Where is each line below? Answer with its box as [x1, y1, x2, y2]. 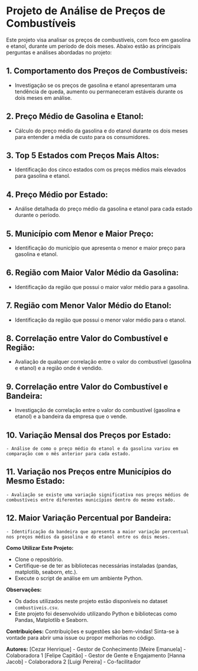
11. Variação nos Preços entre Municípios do [6, 467, 171, 477]
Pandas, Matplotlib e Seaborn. [14, 616, 89, 623]
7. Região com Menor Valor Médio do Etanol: [6, 300, 171, 311]
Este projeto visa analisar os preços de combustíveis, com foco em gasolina [6, 36, 191, 43]
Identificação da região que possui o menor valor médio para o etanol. [14, 316, 186, 323]
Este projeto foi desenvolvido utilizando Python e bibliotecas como [14, 610, 177, 617]
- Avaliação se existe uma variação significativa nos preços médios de [6, 492, 189, 498]
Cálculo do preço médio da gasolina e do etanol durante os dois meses [14, 127, 188, 134]
